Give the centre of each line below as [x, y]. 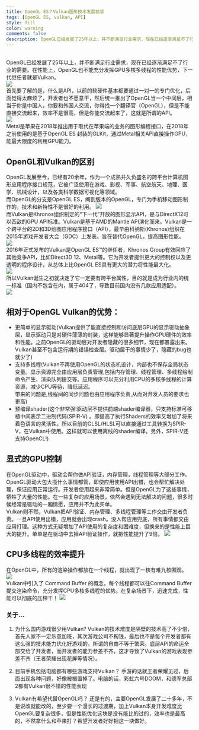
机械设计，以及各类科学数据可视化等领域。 [68, 192]
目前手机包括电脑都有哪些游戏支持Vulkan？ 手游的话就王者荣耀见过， [99, 671]
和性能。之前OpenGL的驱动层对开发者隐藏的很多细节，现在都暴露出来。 [102, 342]
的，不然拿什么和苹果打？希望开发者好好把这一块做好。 [82, 721]
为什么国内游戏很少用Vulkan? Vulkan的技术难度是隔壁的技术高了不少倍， [104, 629]
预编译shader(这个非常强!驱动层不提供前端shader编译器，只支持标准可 [101, 409]
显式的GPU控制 [34, 459]
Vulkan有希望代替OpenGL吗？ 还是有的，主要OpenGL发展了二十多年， [101, 699]
